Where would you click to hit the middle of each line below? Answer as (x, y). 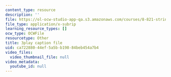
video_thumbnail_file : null (40, 57)
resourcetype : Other (27, 38)
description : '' (22, 15)
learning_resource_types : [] (36, 29)
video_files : (19, 52)
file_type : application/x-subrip (41, 24)
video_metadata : (22, 62)
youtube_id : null (28, 66)
